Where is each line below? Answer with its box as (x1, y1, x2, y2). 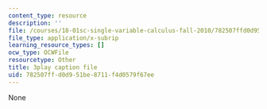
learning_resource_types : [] (8, 41, 105, 49)
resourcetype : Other (8, 56, 77, 64)
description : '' (8, 19, 62, 27)
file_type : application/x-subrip (8, 33, 119, 42)
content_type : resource (8, 11, 87, 20)
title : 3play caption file (8, 64, 98, 72)
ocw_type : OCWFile (8, 49, 69, 56)
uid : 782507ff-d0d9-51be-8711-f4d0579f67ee (8, 71, 155, 79)
